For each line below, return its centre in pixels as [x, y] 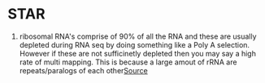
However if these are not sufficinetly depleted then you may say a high [138, 53]
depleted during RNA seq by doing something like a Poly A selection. [134, 44]
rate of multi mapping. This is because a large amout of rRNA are [128, 62]
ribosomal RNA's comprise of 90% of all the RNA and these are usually [138, 36]
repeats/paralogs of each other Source [83, 70]
